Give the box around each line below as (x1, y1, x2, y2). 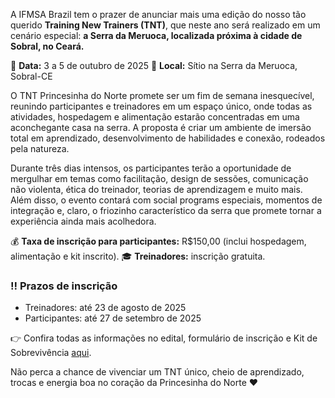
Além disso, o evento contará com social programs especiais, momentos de (10, 194, 323, 206)
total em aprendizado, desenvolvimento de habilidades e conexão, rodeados (10, 132, 326, 144)
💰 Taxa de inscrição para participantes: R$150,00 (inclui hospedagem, (10, 235, 307, 247)
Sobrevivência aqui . (10, 347, 92, 359)
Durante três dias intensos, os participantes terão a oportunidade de (10, 162, 292, 174)
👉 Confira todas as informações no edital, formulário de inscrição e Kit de (10, 332, 318, 344)
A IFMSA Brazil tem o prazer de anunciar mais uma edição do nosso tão (10, 9, 307, 20)
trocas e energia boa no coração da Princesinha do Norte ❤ (10, 377, 259, 389)
